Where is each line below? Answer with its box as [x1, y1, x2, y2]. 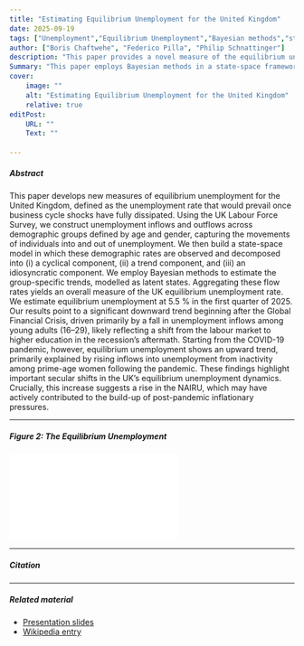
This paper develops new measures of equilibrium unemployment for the [9, 190, 280, 201]
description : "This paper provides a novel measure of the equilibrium [9, 52, 285, 62]
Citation [9, 559, 41, 570]
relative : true [25, 100, 83, 109]
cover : [9, 72, 34, 81]
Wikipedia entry [22, 626, 81, 637]
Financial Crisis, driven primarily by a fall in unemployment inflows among [9, 314, 284, 325]
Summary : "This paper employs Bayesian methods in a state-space [9, 62, 261, 71]
